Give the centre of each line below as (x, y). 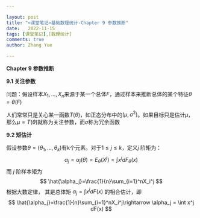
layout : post (23, 17)
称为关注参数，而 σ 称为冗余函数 (81, 122)
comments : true (25, 40)
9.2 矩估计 (19, 135)
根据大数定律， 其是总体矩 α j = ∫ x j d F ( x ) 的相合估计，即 (74, 192)
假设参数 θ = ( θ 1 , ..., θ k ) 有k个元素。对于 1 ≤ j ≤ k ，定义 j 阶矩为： (84, 149)
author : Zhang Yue (29, 45)
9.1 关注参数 (21, 81)
